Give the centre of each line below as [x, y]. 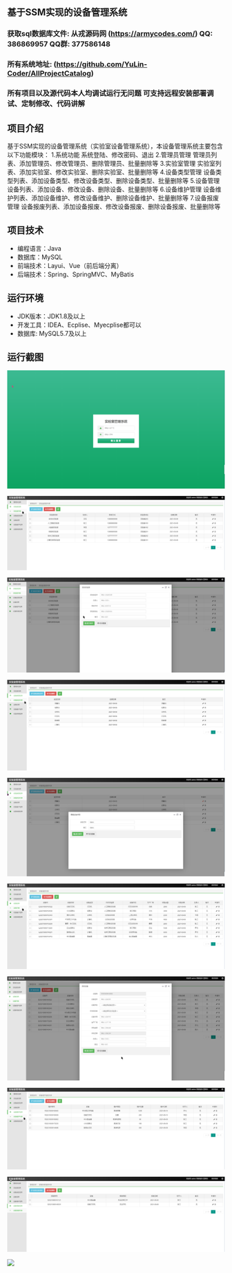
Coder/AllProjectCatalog [49, 73]
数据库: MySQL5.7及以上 [52, 333]
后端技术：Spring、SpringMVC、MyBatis [76, 274]
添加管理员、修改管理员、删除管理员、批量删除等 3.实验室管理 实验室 [117, 163]
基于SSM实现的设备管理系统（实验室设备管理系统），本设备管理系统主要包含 [115, 146]
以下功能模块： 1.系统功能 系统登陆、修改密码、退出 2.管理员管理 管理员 [109, 155]
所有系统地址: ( [32, 64]
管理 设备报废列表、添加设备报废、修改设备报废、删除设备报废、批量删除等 [114, 207]
